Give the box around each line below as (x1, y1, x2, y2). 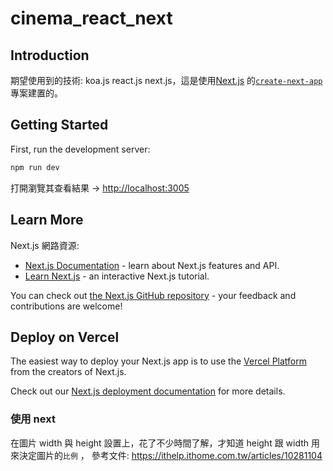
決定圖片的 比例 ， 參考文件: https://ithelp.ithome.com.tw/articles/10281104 (18, 449, 323, 461)
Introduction (10, 47, 90, 64)
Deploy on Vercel (10, 328, 120, 346)
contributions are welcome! (10, 300, 123, 312)
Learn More (10, 212, 84, 229)
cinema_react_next (10, 7, 173, 30)
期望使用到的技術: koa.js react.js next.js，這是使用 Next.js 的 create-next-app (10, 75, 323, 86)
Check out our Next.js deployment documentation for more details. (10, 385, 286, 397)
